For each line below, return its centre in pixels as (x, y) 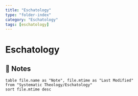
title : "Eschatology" (28, 10)
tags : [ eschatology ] (27, 24)
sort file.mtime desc (28, 90)
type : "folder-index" (28, 15)
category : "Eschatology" (32, 20)
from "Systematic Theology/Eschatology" (49, 85)
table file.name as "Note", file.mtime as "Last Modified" (70, 81)
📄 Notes (18, 69)
